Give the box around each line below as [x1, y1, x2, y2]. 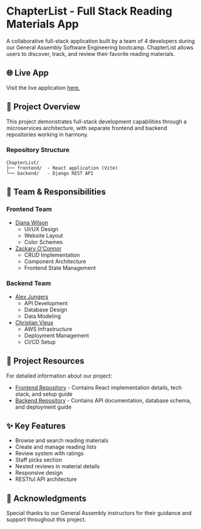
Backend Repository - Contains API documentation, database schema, [15, 396, 192, 404]
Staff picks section [15, 456, 63, 463]
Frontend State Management [24, 264, 96, 271]
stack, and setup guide [15, 390, 73, 398]
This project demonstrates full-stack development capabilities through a [6, 117, 187, 125]
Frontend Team [6, 205, 52, 213]
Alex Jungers [15, 293, 49, 300]
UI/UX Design [24, 225, 59, 232]
